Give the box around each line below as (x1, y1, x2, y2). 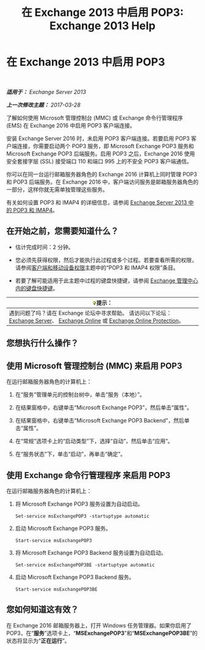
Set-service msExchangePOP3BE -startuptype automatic (15, 562, 155, 568)
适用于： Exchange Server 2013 (6, 88, 87, 95)
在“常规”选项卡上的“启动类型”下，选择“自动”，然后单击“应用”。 (15, 437, 174, 445)
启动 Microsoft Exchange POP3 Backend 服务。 (15, 574, 135, 581)
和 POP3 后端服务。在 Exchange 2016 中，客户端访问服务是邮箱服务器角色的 (6, 178, 199, 185)
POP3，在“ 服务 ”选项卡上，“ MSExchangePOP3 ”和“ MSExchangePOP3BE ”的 (6, 629, 198, 637)
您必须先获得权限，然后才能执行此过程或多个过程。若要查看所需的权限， (15, 256, 197, 263)
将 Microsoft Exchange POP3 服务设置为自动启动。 (15, 501, 143, 508)
